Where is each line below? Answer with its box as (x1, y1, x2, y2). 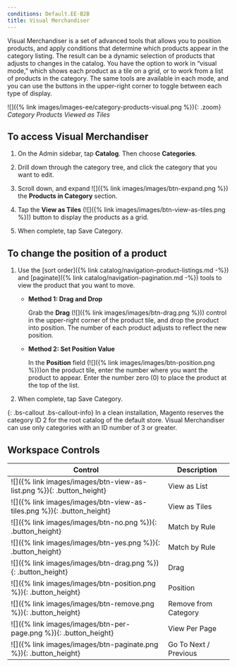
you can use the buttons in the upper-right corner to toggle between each (7, 81, 222, 90)
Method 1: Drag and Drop (28, 295, 103, 303)
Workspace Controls (7, 443, 100, 456)
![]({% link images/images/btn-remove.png (11, 598, 154, 608)
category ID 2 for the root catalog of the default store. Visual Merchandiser (7, 416, 225, 424)
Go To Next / (168, 639, 210, 649)
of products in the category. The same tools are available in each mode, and (7, 74, 229, 82)
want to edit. (17, 170, 54, 179)
